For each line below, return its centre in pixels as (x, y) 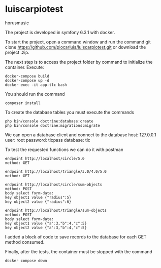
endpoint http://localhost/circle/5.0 (45, 158)
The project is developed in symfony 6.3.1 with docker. (60, 32)
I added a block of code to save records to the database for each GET (76, 237)
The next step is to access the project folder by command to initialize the (79, 62)
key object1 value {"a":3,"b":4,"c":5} (46, 223)
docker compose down (26, 261)
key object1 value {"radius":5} (38, 197)
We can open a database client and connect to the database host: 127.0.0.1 (81, 135)
